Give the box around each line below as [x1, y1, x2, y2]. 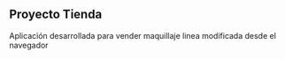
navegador [9, 40, 49, 50]
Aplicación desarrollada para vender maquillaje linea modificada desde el [9, 30, 277, 41]
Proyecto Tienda [9, 7, 103, 22]
